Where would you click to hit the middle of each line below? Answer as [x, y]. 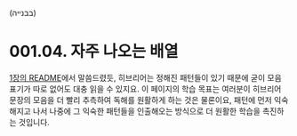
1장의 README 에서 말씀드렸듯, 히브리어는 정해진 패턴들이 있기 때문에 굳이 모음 [145, 77]
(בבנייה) [23, 13]
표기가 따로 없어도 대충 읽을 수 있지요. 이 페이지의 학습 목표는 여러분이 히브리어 [145, 89]
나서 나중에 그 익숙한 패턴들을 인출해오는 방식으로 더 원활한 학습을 [146, 111]
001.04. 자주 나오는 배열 [94, 52]
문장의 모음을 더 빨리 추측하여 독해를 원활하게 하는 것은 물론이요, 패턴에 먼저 [141, 100]
